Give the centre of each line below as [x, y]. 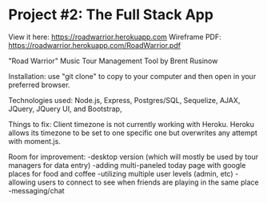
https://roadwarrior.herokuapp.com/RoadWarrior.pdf [95, 45]
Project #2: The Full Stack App [111, 15]
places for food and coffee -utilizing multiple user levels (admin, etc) [121, 173]
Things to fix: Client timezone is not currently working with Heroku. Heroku [131, 124]
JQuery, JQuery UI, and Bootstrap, [65, 109]
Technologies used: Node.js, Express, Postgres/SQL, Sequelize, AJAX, [124, 100]
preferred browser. [39, 85]
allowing [22, 182]
